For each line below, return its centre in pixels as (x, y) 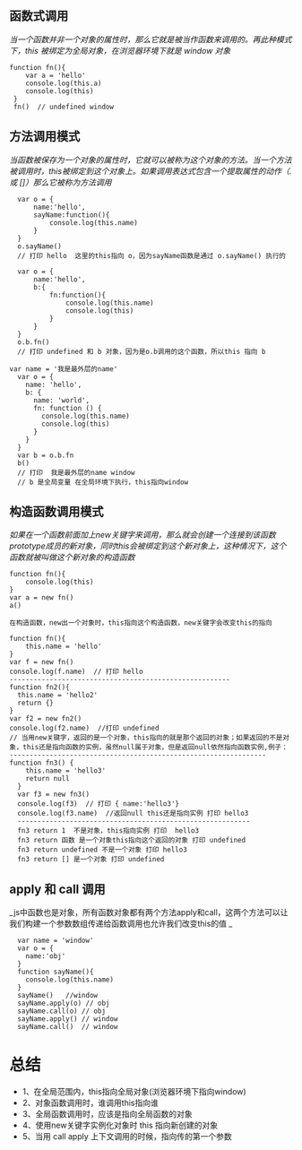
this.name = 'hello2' (58, 696)
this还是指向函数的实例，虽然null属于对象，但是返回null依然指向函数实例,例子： (155, 748)
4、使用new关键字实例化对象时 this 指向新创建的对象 (120, 1125)
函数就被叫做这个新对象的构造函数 (72, 558)
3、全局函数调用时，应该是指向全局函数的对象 (107, 1114)
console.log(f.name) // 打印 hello (76, 672)
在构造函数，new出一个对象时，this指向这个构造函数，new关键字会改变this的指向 (141, 623)
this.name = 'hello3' (65, 771)
